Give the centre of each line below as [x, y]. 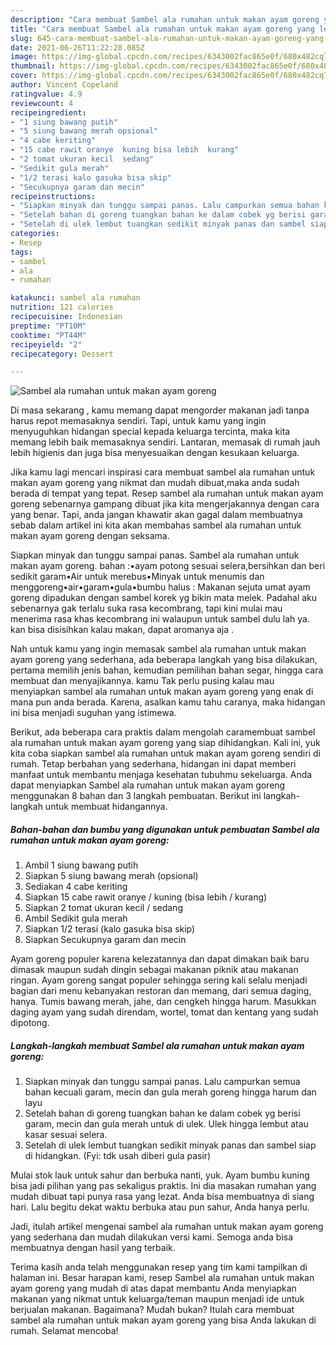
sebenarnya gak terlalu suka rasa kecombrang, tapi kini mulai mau [146, 608]
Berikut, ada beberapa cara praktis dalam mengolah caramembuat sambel [163, 732]
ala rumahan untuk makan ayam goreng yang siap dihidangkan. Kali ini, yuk [165, 743]
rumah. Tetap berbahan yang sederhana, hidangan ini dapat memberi [153, 764]
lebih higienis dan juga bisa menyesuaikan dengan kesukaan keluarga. [155, 453]
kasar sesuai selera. [66, 1135]
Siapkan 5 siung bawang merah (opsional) [111, 876]
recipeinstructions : [53, 196]
